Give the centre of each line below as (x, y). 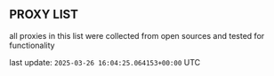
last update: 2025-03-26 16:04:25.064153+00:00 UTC (105, 62)
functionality (32, 45)
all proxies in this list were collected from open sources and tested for (137, 35)
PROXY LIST (44, 15)
